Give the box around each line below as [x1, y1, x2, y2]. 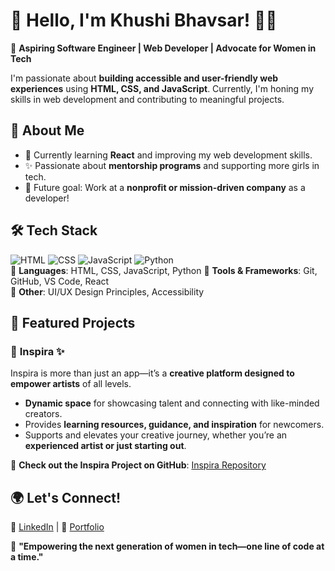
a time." [10, 551, 44, 563]
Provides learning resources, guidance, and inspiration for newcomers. [24, 419, 325, 431]
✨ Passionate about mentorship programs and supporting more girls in [24, 159, 320, 171]
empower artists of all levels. [10, 378, 132, 390]
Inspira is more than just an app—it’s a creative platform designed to [10, 367, 295, 379]
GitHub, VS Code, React [10, 275, 110, 287]
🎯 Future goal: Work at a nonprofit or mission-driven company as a [24, 181, 306, 193]
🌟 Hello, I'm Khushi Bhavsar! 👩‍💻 [10, 9, 278, 32]
